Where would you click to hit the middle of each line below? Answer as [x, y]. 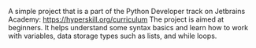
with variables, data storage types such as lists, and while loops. [113, 36]
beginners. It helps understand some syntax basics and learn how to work [128, 27]
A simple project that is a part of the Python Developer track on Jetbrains [127, 11]
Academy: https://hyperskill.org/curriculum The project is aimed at [116, 19]
